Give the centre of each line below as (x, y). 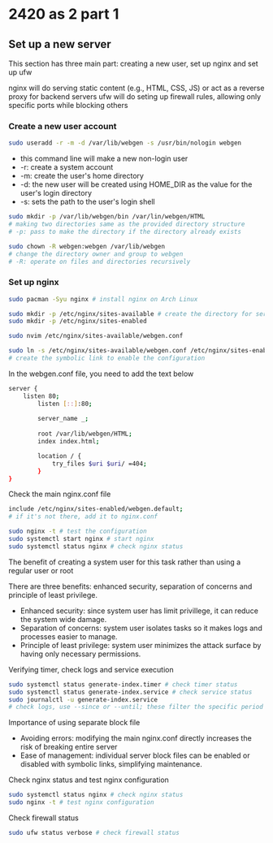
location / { (60, 456)
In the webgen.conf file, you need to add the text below (101, 374)
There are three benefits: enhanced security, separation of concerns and (130, 586)
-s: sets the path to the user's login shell (88, 202)
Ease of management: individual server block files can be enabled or (135, 755)
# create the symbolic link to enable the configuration (107, 358)
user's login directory (56, 193)
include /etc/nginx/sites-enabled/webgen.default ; (96, 509)
